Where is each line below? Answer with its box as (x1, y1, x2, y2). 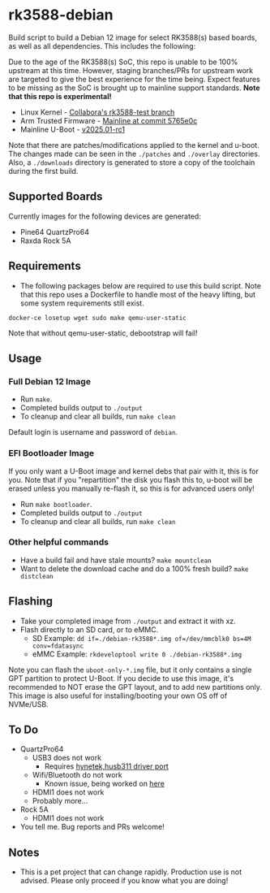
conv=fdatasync (32, 642, 84, 650)
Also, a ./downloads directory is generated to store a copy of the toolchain (8, 157, 255, 167)
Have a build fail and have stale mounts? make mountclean (19, 555, 212, 565)
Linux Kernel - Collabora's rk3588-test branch (19, 107, 175, 117)
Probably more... (32, 796, 88, 806)
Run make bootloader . (19, 499, 92, 509)
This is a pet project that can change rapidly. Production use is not (19, 867, 242, 877)
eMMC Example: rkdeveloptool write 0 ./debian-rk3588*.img (32, 648, 242, 659)
